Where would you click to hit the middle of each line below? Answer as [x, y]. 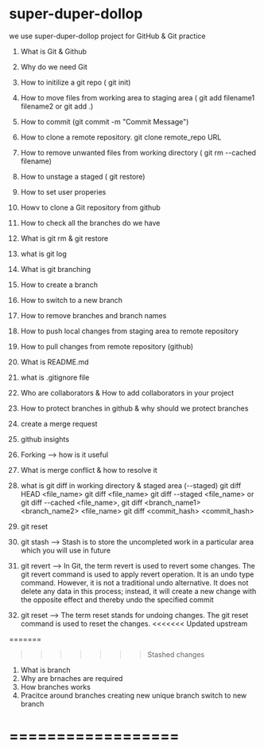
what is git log [43, 254]
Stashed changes [176, 654]
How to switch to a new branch [71, 300]
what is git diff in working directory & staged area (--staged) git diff [131, 485]
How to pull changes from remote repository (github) [107, 346]
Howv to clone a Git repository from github [91, 207]
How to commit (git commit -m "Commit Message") [105, 121]
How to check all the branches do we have [90, 222]
